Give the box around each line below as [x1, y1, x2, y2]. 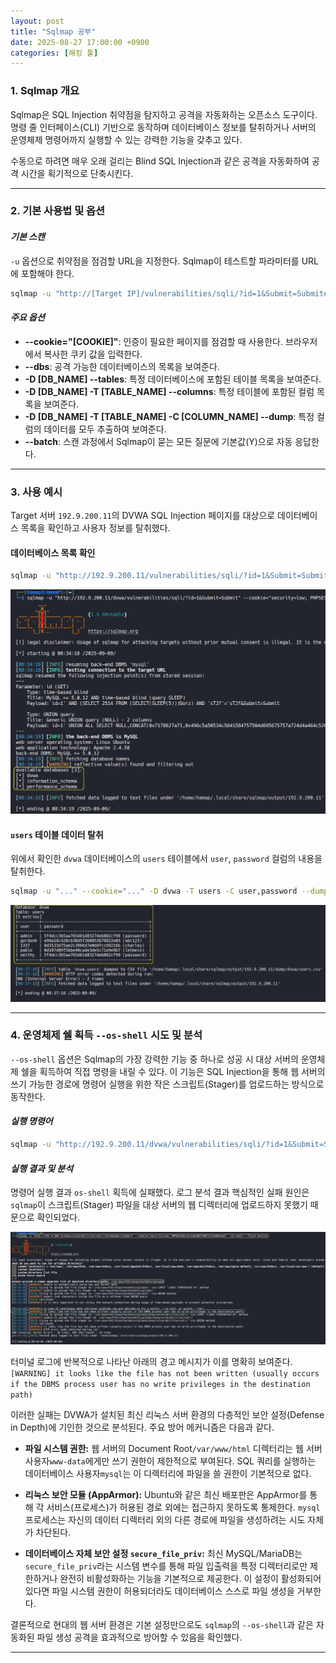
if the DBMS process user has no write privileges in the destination [10, 1380, 311, 1390]
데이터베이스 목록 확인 [10, 546, 96, 559]
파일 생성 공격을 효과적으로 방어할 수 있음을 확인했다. [36, 1631, 243, 1644]
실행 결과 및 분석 [10, 1162, 74, 1174]
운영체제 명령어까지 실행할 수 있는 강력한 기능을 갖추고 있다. [10, 133, 243, 145]
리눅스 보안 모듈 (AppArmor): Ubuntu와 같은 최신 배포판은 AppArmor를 [24, 1489, 308, 1501]
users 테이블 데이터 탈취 [10, 828, 104, 840]
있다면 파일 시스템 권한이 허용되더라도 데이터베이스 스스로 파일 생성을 [24, 1585, 295, 1597]
